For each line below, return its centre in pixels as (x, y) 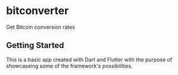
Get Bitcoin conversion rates (41, 27)
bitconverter (38, 11)
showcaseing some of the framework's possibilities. (69, 66)
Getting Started (35, 45)
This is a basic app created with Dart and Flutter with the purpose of (89, 59)
